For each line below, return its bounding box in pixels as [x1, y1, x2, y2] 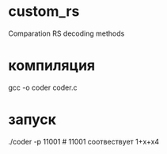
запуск [8, 110, 57, 129]
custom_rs [8, 2, 80, 21]
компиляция [8, 56, 96, 75]
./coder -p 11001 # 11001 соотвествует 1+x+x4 [8, 137, 160, 146]
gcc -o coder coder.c [8, 83, 78, 92]
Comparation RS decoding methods [8, 29, 125, 38]
